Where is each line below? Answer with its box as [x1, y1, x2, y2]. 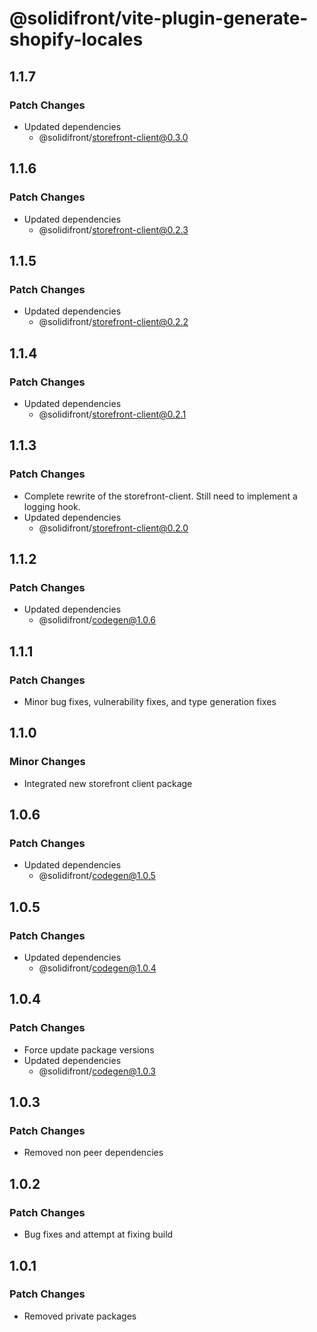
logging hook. [23, 500, 81, 512]
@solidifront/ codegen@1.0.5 [38, 870, 156, 882]
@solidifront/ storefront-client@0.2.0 [38, 522, 189, 534]
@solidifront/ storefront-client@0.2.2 [38, 316, 189, 328]
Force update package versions [23, 1043, 155, 1056]
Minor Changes [9, 755, 86, 769]
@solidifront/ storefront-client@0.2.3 [38, 223, 189, 236]
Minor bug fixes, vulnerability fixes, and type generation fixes [23, 696, 277, 707]
